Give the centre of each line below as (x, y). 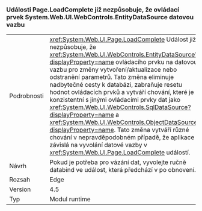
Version (20, 189)
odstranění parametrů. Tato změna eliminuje (112, 77)
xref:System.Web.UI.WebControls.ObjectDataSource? (125, 122)
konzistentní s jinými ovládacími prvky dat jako (115, 100)
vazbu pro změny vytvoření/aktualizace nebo (113, 70)
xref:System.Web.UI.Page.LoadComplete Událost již (123, 40)
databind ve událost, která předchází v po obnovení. (123, 170)
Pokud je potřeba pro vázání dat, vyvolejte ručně (118, 162)
